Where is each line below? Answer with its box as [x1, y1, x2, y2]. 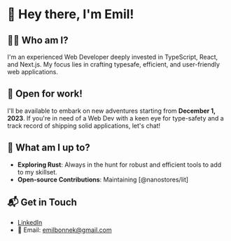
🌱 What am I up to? [7, 142, 91, 153]
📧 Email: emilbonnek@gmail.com [17, 226, 112, 234]
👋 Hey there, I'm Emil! [7, 6, 134, 22]
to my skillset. [17, 167, 57, 176]
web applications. [7, 68, 58, 76]
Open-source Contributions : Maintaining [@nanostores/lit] [17, 175, 189, 184]
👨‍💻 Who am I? [7, 34, 69, 46]
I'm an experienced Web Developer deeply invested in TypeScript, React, [7, 53, 218, 61]
